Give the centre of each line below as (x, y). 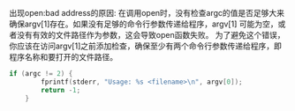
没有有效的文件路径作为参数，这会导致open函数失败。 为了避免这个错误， (151, 35)
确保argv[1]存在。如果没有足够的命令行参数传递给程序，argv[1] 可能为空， (144, 24)
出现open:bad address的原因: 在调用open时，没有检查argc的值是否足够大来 (147, 13)
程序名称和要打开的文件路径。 (63, 57)
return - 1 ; (61, 90)
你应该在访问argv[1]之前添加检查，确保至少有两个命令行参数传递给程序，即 (146, 46)
